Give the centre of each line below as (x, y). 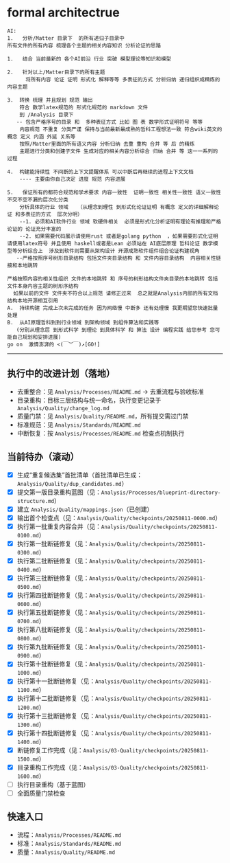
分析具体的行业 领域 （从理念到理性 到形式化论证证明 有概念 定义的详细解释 (117, 207)
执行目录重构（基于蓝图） (53, 784)
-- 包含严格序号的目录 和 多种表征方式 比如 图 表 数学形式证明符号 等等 (110, 122)
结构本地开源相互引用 (33, 300)
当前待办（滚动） (43, 457)
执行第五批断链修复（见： (53, 612)
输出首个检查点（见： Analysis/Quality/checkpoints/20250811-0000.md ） (119, 517)
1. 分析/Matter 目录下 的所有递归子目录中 (66, 38)
